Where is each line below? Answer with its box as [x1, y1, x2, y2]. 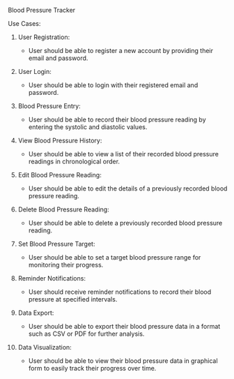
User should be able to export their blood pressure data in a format [28, 322, 221, 330]
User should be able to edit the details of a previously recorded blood [28, 184, 228, 193]
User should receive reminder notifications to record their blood [28, 288, 212, 296]
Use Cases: [8, 20, 41, 27]
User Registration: [17, 33, 70, 41]
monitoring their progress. [28, 261, 104, 269]
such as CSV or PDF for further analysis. [28, 329, 145, 338]
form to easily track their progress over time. [28, 364, 157, 372]
